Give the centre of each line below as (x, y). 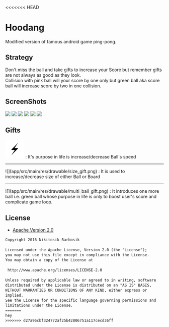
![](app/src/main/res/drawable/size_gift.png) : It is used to (65, 172)
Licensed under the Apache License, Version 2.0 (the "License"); (76, 250)
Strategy (19, 58)
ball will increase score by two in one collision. (53, 86)
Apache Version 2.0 (33, 230)
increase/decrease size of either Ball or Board (53, 177)
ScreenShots (26, 102)
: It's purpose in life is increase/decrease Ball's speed (80, 157)
